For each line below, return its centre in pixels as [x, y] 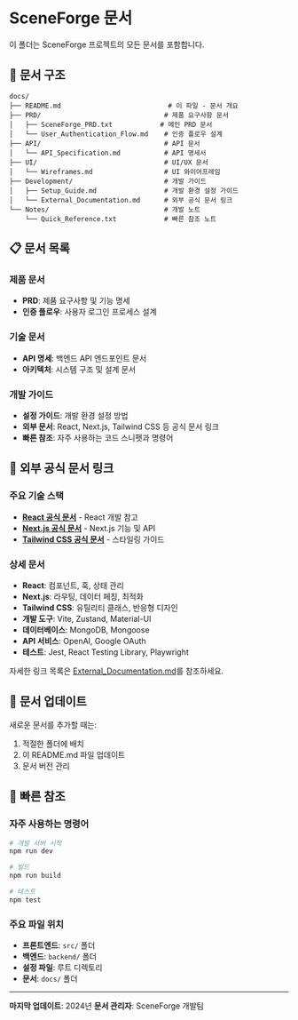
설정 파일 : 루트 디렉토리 [62, 968]
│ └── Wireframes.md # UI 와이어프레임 [115, 171]
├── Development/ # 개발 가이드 [108, 181]
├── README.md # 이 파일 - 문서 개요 [124, 106]
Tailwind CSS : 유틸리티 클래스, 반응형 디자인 [100, 608]
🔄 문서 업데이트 [48, 701]
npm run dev [31, 851]
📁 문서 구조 [38, 75]
